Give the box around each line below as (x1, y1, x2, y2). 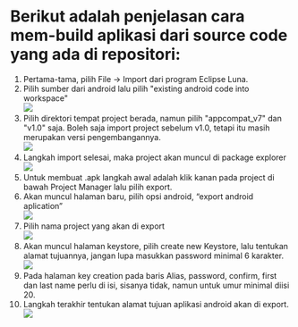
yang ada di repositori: (10, 45, 182, 64)
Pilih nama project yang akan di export (22, 221, 165, 231)
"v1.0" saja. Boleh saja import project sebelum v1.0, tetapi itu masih (22, 122, 271, 133)
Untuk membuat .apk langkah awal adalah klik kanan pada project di (22, 172, 276, 182)
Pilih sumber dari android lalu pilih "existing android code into (22, 83, 250, 94)
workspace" (22, 92, 69, 104)
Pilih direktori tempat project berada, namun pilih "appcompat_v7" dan (22, 113, 283, 123)
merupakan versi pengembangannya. (22, 131, 162, 142)
